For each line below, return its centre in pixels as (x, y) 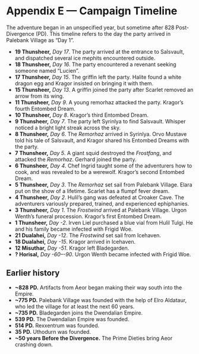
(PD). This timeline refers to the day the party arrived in (103, 33)
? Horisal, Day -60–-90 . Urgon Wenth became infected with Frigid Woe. (103, 254)
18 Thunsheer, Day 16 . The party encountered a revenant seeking (95, 64)
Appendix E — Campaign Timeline (92, 11)
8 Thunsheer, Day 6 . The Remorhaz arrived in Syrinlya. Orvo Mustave (101, 134)
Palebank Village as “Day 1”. (40, 40)
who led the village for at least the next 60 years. (75, 306)
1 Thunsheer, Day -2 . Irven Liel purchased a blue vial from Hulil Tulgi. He (104, 222)
